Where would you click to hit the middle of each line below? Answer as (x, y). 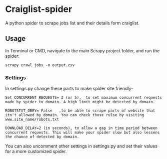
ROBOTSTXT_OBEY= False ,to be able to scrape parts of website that (80, 111)
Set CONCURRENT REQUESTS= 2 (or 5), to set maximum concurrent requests (84, 98)
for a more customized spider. (36, 152)
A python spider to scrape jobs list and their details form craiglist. (72, 23)
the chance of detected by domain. (42, 137)
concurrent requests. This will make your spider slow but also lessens (82, 133)
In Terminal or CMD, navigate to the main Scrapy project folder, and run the (82, 50)
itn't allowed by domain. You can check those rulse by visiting (74, 115)
